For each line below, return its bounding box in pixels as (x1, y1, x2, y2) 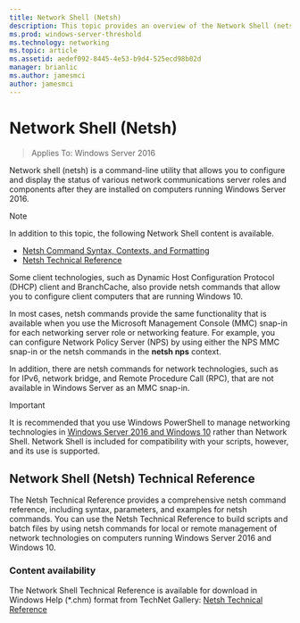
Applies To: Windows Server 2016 (30, 147, 156, 158)
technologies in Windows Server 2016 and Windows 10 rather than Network (9, 426, 287, 437)
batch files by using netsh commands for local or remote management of (9, 523, 278, 534)
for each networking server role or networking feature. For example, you (9, 327, 275, 337)
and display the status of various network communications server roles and (9, 174, 287, 185)
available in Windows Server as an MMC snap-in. (9, 382, 190, 393)
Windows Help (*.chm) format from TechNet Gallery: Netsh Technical (9, 594, 263, 605)
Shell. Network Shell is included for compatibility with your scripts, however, (9, 436, 289, 446)
